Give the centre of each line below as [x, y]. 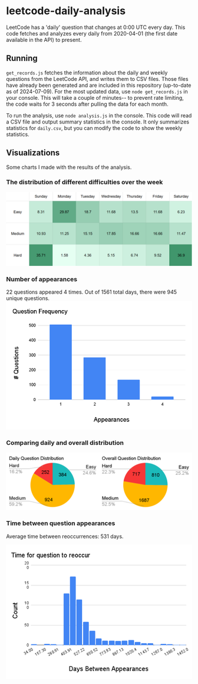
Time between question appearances [61, 523]
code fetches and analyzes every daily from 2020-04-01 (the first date [92, 33]
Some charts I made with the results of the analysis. [69, 167]
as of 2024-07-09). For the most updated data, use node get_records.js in [97, 91]
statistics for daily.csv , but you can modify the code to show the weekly [94, 128]
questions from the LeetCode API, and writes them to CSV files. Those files [97, 79]
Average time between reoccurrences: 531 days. [65, 536]
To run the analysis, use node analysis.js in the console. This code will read [99, 115]
